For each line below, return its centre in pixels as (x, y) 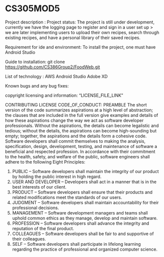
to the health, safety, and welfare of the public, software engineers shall (78, 156)
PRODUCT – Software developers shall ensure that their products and (82, 192)
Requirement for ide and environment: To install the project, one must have (80, 47)
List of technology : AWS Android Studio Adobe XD (56, 76)
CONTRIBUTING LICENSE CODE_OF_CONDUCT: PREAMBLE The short (76, 105)
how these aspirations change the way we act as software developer (74, 120)
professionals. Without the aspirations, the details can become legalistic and (82, 126)
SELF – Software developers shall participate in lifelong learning (76, 244)
